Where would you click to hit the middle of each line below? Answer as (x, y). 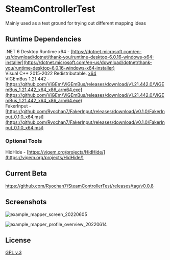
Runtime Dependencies (43, 39)
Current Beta (26, 174)
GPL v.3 (14, 253)
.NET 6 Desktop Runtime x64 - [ (39, 51)
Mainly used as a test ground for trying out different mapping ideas (76, 23)
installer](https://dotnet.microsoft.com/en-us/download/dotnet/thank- (79, 62)
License (18, 240)
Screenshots (26, 202)
